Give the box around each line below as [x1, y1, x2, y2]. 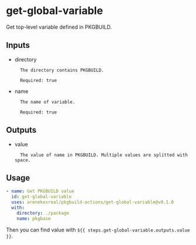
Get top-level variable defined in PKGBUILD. [6, 23, 112, 30]
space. [14, 157, 31, 163]
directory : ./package [16, 210, 69, 216]
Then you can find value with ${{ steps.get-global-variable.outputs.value [6, 226, 190, 233]
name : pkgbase [16, 215, 51, 222]
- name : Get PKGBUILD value [6, 188, 75, 194]
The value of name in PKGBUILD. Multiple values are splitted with [20, 152, 188, 158]
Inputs [6, 40, 30, 50]
